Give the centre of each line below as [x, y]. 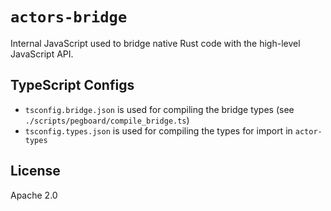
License [35, 171]
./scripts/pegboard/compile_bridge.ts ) [107, 120]
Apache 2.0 [34, 195]
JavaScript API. [42, 54]
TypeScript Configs [72, 85]
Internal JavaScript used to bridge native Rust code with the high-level [155, 43]
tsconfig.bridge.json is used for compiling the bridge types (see [159, 109]
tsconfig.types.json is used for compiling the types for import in [158, 130]
